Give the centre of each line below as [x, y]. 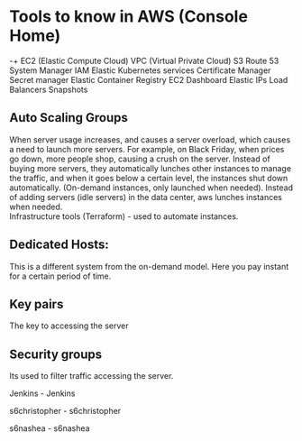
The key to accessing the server [69, 326]
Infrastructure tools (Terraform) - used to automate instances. [124, 216]
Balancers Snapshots [49, 89]
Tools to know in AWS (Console [128, 17]
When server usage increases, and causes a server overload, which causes [150, 139]
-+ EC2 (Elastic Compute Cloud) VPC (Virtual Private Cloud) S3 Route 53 [144, 60]
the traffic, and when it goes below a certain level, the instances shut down [149, 178]
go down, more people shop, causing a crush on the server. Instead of [140, 159]
